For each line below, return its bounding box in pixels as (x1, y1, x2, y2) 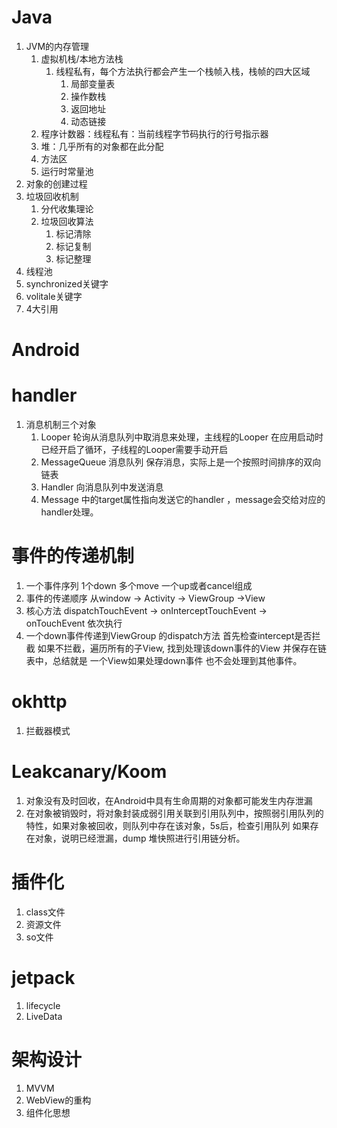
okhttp (11, 691, 68, 713)
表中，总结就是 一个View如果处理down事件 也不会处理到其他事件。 (25, 655, 303, 666)
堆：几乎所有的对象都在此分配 (40, 140, 164, 152)
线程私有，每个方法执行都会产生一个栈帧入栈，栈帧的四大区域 (55, 65, 311, 77)
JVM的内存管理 (25, 40, 90, 52)
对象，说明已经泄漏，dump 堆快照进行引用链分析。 (34, 832, 246, 844)
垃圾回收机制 (25, 190, 79, 202)
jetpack (11, 967, 76, 989)
